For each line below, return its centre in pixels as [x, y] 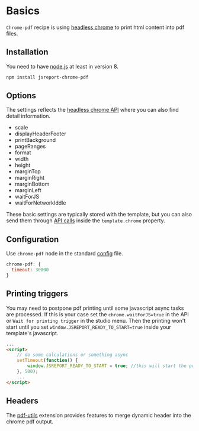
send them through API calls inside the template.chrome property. [86, 221]
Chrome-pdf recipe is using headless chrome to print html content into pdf [95, 27]
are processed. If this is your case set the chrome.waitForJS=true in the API [98, 314]
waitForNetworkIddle [40, 203]
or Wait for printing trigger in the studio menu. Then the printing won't [96, 320]
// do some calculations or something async [73, 355]
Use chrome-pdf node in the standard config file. [65, 254]
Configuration [33, 239]
